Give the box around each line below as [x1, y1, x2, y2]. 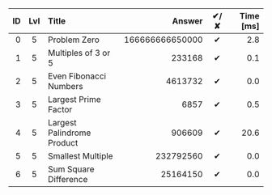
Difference [47, 174, 88, 184]
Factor [47, 104, 73, 115]
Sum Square [47, 163, 95, 175]
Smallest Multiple [47, 150, 113, 161]
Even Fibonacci [47, 70, 107, 82]
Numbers [47, 81, 83, 91]
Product [47, 138, 79, 148]
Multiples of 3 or [47, 48, 111, 58]
